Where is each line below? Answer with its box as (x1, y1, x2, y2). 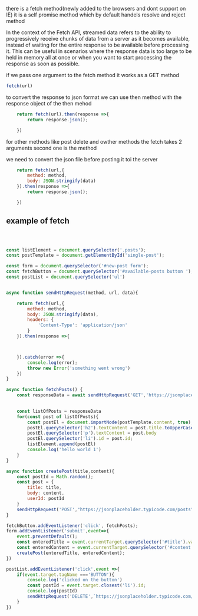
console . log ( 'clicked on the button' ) (27, 577, 123, 583)
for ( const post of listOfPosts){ (16, 413, 99, 420)
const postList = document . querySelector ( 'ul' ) (6, 274, 126, 280)
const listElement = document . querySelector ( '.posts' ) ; (6, 247, 146, 253)
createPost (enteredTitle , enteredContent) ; (16, 550, 126, 556)
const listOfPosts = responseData (16, 408, 101, 414)
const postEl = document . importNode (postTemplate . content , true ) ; (27, 419, 194, 425)
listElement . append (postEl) (27, 441, 96, 447)
